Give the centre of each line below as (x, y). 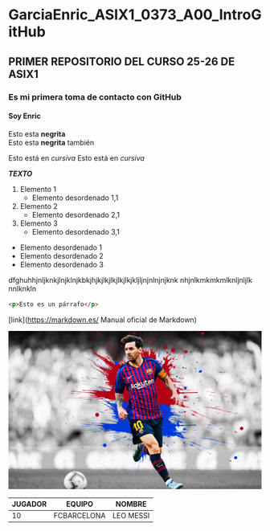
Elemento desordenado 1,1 (75, 198)
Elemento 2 (39, 206)
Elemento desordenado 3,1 (76, 231)
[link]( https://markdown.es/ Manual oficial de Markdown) (102, 320)
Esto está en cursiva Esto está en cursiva (76, 157)
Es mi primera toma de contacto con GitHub (95, 96)
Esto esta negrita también (51, 142)
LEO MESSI (131, 516)
